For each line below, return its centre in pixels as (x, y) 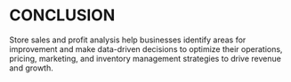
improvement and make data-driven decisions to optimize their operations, (146, 48)
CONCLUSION (62, 15)
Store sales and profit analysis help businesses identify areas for (128, 40)
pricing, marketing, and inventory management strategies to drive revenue (145, 58)
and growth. (31, 68)
